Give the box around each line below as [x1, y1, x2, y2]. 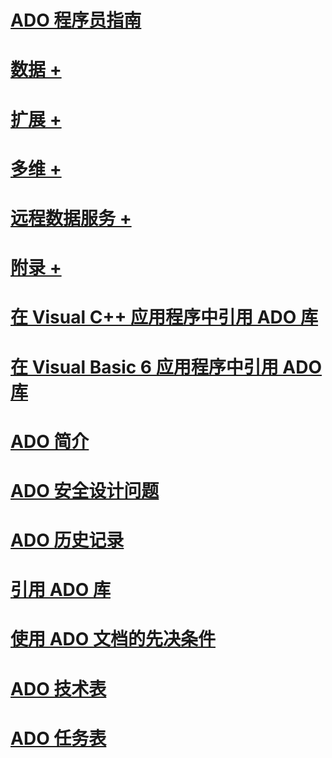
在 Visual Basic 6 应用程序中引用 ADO [10, 356, 323, 378]
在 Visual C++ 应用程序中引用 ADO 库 [10, 306, 319, 329]
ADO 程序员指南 [10, 9, 142, 32]
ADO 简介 [10, 430, 90, 453]
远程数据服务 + [10, 207, 132, 230]
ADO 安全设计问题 [10, 479, 160, 502]
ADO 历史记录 [10, 529, 125, 552]
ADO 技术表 [10, 677, 107, 700]
